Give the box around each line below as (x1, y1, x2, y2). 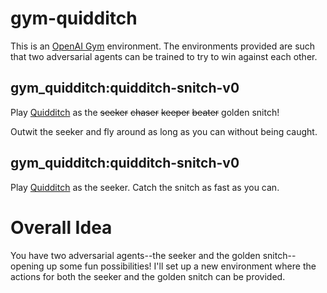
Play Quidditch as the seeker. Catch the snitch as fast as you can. (10, 181, 280, 193)
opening (10, 260, 45, 272)
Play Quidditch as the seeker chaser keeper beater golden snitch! (10, 106, 280, 118)
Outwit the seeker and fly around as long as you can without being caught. (10, 125, 318, 137)
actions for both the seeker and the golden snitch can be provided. (10, 270, 286, 282)
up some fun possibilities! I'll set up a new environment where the (46, 260, 317, 272)
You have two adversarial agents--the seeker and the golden (10, 249, 261, 261)
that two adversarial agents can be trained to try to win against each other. (10, 50, 318, 62)
